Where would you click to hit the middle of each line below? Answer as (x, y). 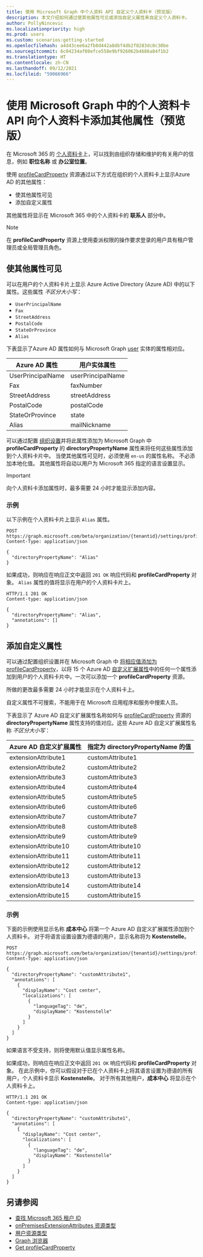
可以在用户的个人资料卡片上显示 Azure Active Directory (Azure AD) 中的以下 (101, 284)
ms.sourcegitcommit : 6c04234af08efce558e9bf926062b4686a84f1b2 (88, 52)
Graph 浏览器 (31, 1241)
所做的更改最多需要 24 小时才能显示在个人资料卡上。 (72, 690)
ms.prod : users (25, 35)
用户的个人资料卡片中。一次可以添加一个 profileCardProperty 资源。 (102, 677)
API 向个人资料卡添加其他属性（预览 (96, 121)
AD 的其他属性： (27, 182)
